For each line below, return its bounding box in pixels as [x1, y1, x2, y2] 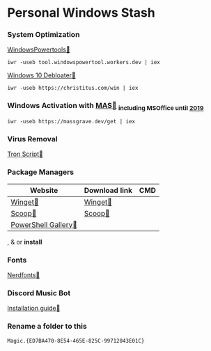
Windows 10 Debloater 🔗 [7, 71, 77, 79]
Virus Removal [7, 134, 58, 143]
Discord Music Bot [7, 288, 71, 297]
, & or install [7, 237, 42, 246]
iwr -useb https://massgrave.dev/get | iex [7, 118, 136, 125]
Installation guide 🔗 [7, 304, 61, 313]
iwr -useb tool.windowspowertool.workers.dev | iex [7, 59, 160, 66]
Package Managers [7, 167, 75, 177]
